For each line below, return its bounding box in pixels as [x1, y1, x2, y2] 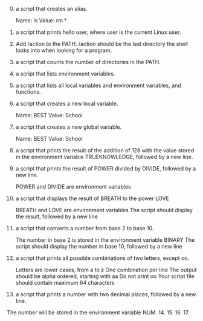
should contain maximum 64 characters [15, 279, 115, 286]
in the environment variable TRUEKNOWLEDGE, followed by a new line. [15, 154, 193, 160]
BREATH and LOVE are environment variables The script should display [15, 207, 193, 213]
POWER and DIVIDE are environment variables [15, 183, 132, 190]
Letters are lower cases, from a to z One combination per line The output [15, 266, 197, 273]
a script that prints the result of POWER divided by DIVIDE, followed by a [15, 165, 196, 172]
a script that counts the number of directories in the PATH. [15, 59, 161, 65]
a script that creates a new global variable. [15, 123, 122, 131]
